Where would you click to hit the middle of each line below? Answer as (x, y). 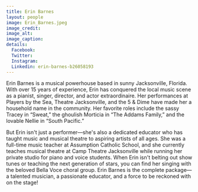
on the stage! (22, 183)
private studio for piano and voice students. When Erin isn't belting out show (99, 158)
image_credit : (24, 28)
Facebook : (23, 50)
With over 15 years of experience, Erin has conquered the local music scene (99, 90)
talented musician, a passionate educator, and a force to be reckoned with (100, 176)
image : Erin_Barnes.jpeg (37, 22)
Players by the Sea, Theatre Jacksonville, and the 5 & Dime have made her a (99, 102)
